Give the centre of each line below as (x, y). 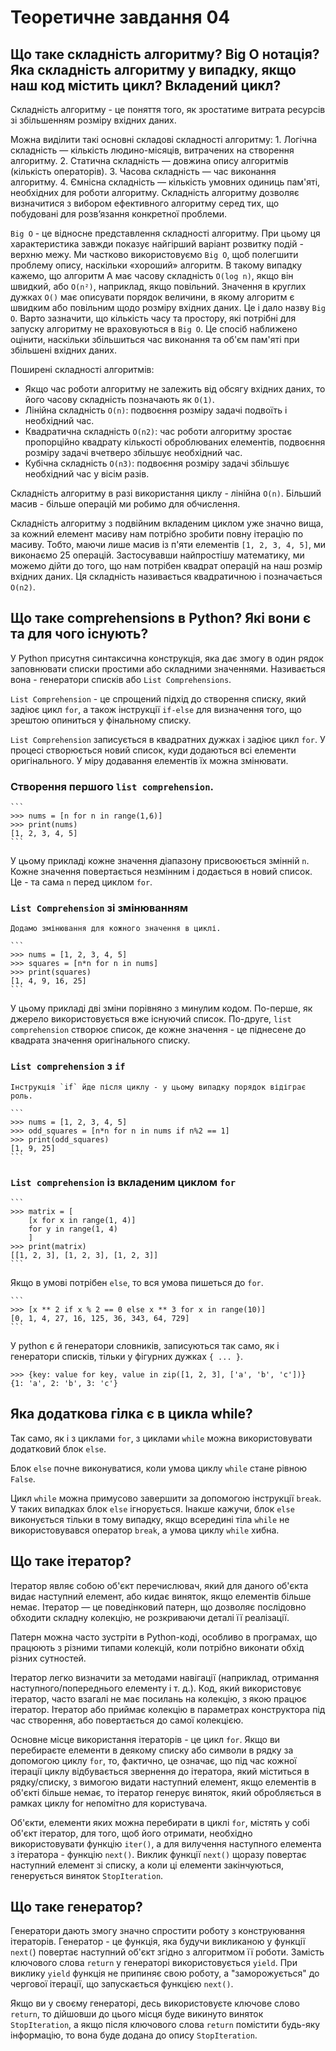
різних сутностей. (48, 1658)
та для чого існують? (79, 634)
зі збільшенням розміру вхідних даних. (93, 120)
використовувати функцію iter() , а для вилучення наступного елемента (166, 1843)
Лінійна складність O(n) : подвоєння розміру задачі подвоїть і (156, 410)
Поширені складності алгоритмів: (82, 369)
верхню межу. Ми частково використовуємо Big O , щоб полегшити (154, 254)
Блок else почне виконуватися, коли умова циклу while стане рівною (159, 1468)
